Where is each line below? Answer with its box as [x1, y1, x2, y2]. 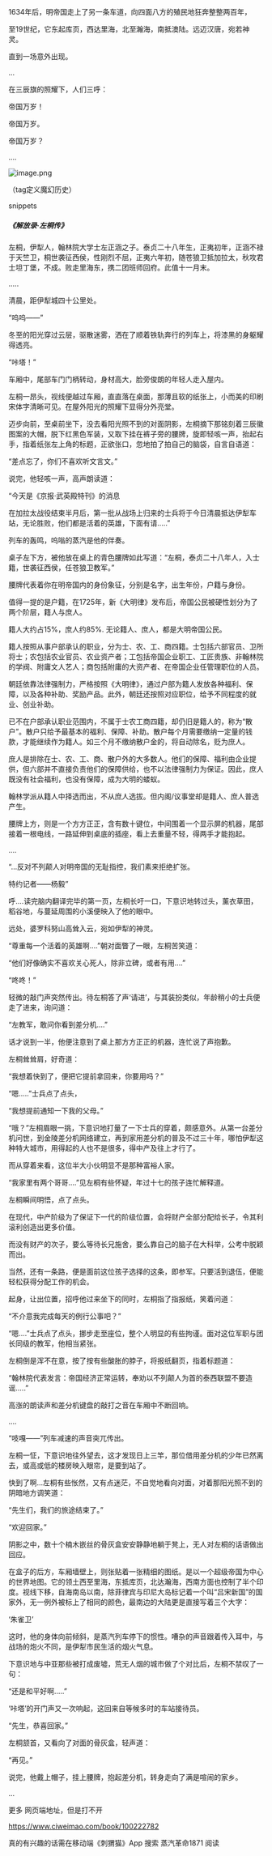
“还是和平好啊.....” [8, 1686, 67, 1696]
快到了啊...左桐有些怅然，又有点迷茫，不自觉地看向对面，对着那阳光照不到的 [8, 1477, 263, 1488]
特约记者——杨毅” [8, 879, 69, 888]
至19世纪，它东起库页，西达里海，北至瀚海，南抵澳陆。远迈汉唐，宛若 [8, 24, 243, 34]
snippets [8, 201, 38, 211]
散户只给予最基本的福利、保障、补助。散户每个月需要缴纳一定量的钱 [25, 726, 253, 736]
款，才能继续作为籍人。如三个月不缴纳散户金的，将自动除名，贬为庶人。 [8, 736, 249, 747]
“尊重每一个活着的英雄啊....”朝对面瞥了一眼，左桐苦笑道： [8, 940, 200, 950]
